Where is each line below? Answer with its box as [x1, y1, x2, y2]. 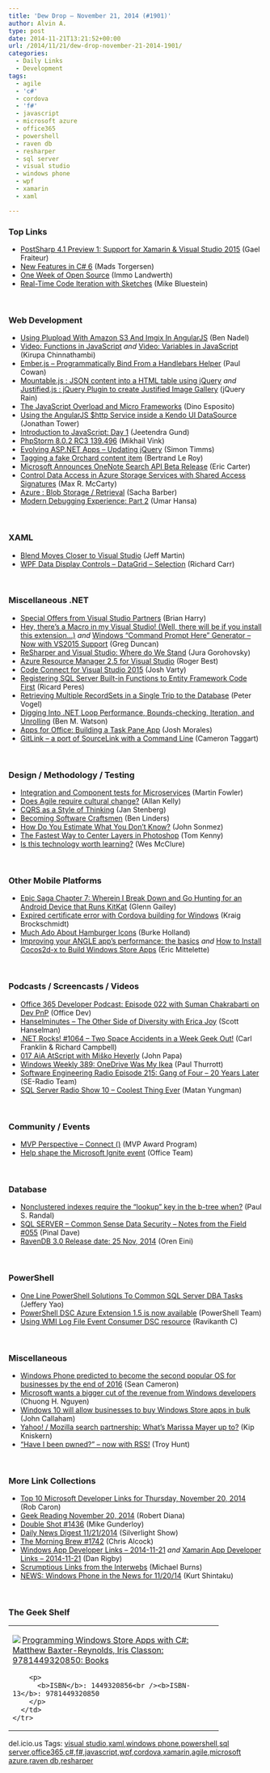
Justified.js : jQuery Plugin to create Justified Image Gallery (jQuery [19, 385, 245, 395]
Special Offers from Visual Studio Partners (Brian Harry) [19, 613, 207, 623]
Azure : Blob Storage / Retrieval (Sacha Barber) [19, 488, 178, 497]
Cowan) [19, 367, 47, 377]
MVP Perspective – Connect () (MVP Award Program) [19, 1139, 198, 1149]
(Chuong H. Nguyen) [19, 1396, 90, 1406]
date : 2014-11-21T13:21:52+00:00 [8, 34, 121, 43]
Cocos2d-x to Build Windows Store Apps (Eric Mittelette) [19, 945, 210, 955]
